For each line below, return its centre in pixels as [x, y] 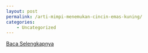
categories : [20, 22]
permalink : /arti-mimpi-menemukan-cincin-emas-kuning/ [74, 17]
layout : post [22, 11]
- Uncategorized [37, 27]
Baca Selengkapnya [30, 44]
